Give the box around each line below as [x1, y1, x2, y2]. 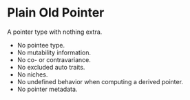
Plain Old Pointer [7, 5, 105, 21]
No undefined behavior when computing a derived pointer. [17, 77, 184, 86]
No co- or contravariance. [17, 55, 92, 63]
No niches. [17, 70, 48, 79]
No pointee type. [17, 41, 65, 49]
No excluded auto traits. [17, 63, 85, 71]
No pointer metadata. [17, 85, 78, 93]
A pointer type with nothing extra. [7, 28, 103, 36]
